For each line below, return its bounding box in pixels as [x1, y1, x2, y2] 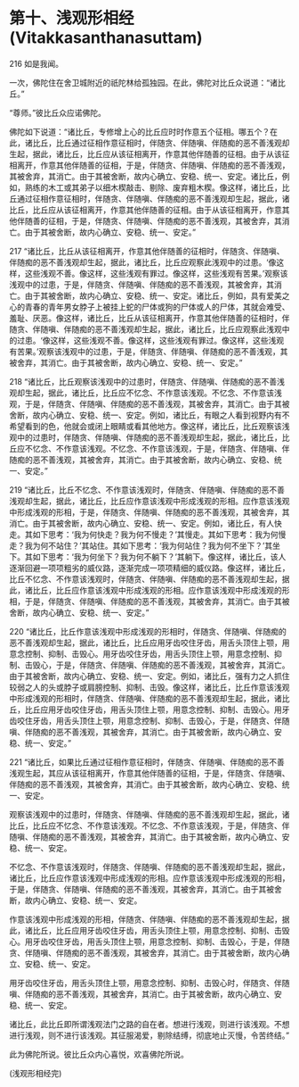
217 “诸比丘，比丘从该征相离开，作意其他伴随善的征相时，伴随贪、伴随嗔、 [9, 245, 285, 256]
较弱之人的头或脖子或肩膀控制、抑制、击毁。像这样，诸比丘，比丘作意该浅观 [9, 682, 290, 693]
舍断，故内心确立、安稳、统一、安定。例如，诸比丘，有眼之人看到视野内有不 [9, 410, 290, 420]
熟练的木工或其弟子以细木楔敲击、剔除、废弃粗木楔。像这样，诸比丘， [24, 182, 282, 193]
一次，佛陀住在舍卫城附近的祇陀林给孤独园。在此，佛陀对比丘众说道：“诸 [9, 77, 279, 87]
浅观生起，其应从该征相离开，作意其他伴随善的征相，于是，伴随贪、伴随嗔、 [9, 768, 290, 778]
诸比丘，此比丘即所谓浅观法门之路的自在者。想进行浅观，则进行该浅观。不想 [9, 1018, 290, 1029]
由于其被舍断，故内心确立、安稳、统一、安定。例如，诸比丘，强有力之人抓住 [9, 670, 290, 681]
